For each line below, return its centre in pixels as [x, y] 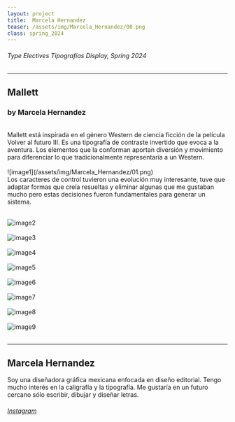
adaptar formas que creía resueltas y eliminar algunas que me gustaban [111, 187]
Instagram [22, 411]
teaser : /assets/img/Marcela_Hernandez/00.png [76, 27]
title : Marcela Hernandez [47, 20]
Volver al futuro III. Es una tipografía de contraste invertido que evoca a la [113, 142]
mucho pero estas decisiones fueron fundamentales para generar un [106, 195]
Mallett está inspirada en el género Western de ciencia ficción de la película [116, 135]
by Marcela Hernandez [47, 112]
